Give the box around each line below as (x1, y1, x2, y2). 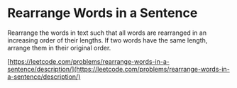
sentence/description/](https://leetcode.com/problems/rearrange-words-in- (7, 65, 231, 73)
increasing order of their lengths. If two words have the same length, (7, 35, 208, 44)
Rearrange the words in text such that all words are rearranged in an (7, 28, 207, 37)
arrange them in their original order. (7, 43, 111, 52)
